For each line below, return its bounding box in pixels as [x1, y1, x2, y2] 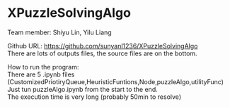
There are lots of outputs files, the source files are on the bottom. [7, 49, 197, 58]
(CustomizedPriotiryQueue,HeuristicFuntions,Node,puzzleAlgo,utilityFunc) [7, 77, 224, 86]
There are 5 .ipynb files [7, 70, 75, 79]
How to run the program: [7, 62, 79, 71]
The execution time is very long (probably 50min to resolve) [7, 93, 182, 101]
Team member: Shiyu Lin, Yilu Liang [7, 28, 112, 36]
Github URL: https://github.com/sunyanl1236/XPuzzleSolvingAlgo [7, 41, 198, 50]
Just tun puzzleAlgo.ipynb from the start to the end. [7, 85, 158, 93]
